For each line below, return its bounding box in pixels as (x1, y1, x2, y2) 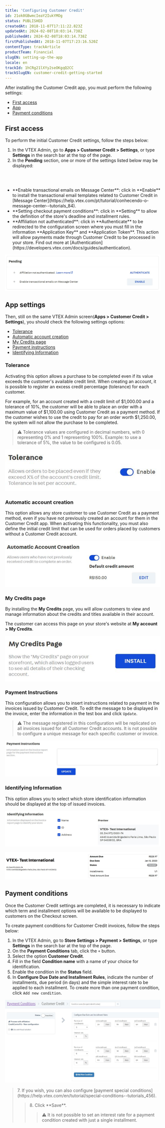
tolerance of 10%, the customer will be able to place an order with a (5, 403, 142, 409)
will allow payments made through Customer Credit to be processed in (12, 234, 156, 240)
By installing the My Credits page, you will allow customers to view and (5, 605, 150, 612)
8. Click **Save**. (29, 1102, 67, 1108)
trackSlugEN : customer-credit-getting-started (5, 71, 102, 76)
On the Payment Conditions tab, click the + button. (12, 948, 116, 954)
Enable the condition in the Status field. (12, 968, 93, 975)
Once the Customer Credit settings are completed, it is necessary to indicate (5, 902, 161, 908)
